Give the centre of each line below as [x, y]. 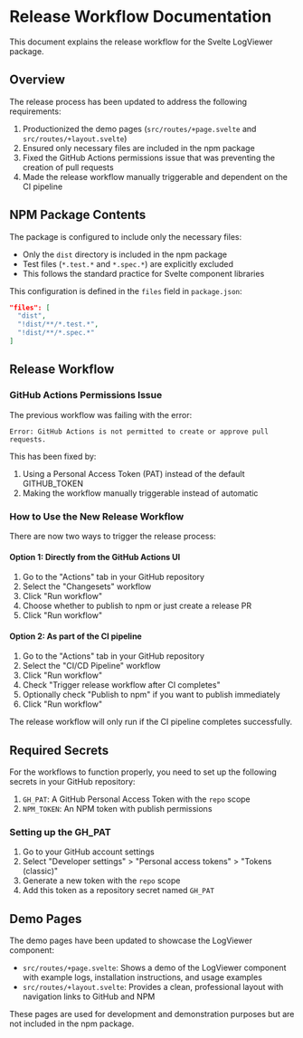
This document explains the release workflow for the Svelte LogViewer [141, 42]
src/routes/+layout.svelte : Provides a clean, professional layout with [153, 987]
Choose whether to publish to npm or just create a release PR [137, 606]
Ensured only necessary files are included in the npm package [138, 148]
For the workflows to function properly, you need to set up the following [143, 772]
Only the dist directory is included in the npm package [125, 254]
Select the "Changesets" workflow [87, 586]
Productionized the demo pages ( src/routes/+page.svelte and [139, 129]
